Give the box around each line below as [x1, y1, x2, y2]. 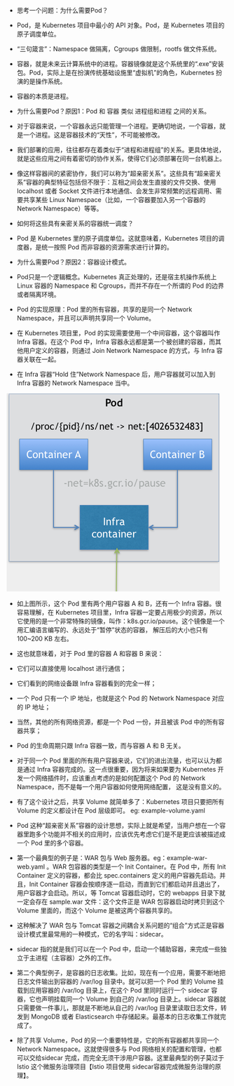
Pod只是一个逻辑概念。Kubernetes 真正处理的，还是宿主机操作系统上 [16, 273, 217, 281]
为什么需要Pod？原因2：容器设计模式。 [16, 258, 131, 266]
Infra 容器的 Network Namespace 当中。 [16, 379, 134, 387]
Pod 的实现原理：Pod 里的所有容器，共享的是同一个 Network [16, 305, 193, 314]
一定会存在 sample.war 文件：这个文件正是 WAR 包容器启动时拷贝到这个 [16, 897, 225, 906]
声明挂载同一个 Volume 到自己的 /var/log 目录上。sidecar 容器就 [41, 995, 226, 1003]
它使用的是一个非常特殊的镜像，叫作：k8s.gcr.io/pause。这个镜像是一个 [16, 617, 225, 625]
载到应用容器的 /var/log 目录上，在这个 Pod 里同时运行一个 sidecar [16, 986, 210, 994]
